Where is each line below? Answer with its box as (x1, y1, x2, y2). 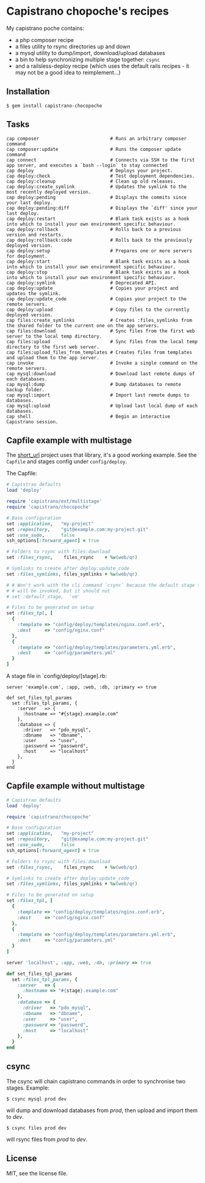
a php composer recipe (15, 36, 74, 43)
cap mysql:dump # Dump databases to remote (6, 381, 182, 387)
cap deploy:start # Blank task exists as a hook (6, 258, 190, 264)
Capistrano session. (6, 418, 59, 425)
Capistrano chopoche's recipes (6, 4, 169, 18)
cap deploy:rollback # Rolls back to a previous (6, 226, 182, 233)
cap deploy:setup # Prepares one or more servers (6, 247, 192, 254)
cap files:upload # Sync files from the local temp (6, 338, 198, 344)
